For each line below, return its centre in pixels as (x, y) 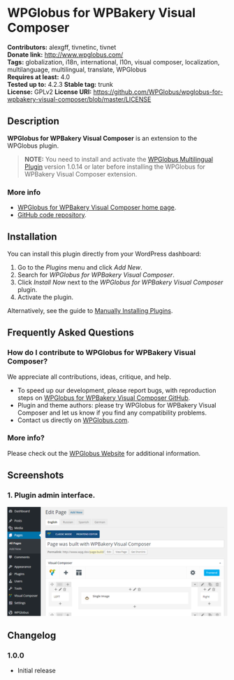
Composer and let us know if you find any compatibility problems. (112, 412)
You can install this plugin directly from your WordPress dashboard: (104, 254)
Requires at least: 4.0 (39, 77)
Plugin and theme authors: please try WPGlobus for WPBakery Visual (117, 405)
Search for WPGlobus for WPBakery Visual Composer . (96, 275)
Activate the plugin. (45, 297)
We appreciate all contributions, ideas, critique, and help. (89, 377)
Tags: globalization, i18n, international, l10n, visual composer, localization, (114, 62)
